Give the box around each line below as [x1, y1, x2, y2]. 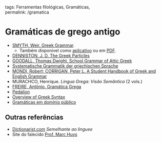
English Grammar [12, 73, 47, 79]
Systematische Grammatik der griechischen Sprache [12, 63, 119, 69]
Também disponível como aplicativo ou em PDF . [19, 47, 116, 53]
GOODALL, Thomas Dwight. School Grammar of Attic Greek [12, 58, 132, 64]
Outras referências [5, 113, 63, 122]
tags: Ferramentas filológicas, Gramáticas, [5, 4, 90, 10]
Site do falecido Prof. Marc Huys [12, 131, 78, 137]
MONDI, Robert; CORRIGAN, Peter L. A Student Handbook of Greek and [12, 68, 156, 74]
